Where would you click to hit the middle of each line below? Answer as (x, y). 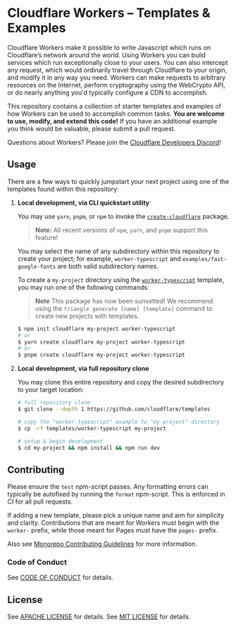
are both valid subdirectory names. (108, 266)
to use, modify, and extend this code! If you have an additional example (112, 121)
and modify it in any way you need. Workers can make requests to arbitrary (117, 77)
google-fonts (37, 267)
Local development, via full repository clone (83, 369)
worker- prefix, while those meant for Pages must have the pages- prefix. (113, 530)
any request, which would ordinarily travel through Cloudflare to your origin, (117, 70)
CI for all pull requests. (40, 501)
